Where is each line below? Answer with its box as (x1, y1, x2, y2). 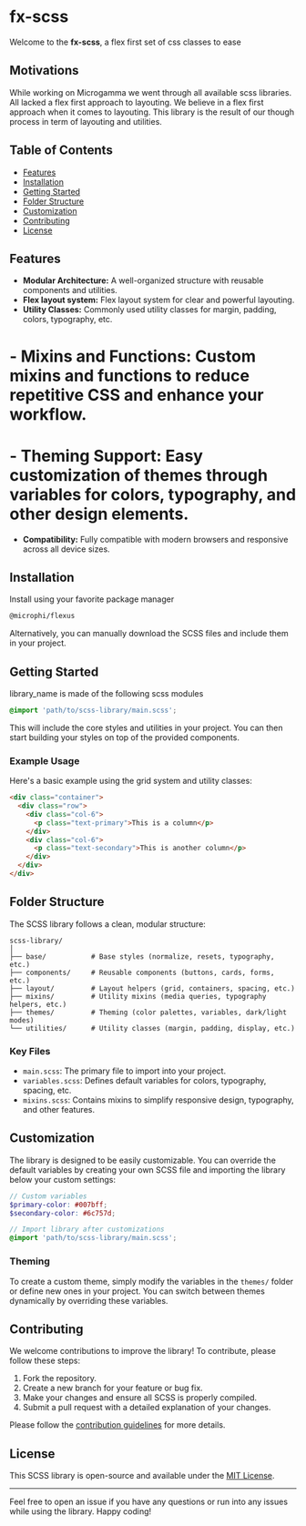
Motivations (9, 63, 79, 78)
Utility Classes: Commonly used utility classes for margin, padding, (22, 304, 277, 315)
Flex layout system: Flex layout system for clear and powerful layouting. (22, 294, 295, 306)
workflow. (9, 403, 87, 424)
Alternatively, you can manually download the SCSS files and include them (9, 628, 289, 639)
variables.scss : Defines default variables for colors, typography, (22, 1075, 267, 1086)
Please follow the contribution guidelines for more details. (9, 1419, 226, 1430)
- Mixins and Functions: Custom (9, 346, 257, 366)
